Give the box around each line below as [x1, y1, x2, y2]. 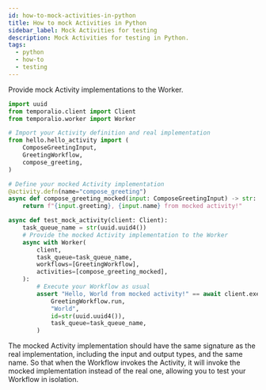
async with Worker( [22, 238, 87, 246]
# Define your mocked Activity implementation [8, 180, 165, 188]
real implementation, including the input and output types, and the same [8, 350, 243, 359]
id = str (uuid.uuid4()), [50, 312, 126, 320]
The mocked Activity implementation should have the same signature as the [8, 341, 256, 350]
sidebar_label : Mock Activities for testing [8, 26, 158, 34]
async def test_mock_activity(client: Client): [8, 217, 169, 225]
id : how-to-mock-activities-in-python [8, 11, 136, 20]
